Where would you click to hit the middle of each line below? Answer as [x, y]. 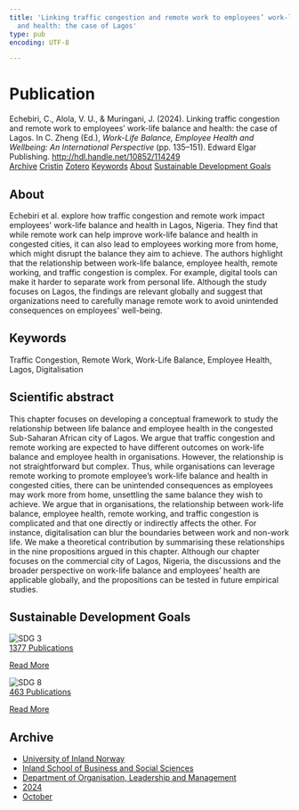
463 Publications [40, 692]
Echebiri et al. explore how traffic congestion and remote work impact [137, 216]
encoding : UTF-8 [39, 42]
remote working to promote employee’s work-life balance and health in [139, 475]
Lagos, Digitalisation [46, 369]
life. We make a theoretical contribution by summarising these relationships [147, 542]
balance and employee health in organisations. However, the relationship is [146, 456]
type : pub [28, 34]
